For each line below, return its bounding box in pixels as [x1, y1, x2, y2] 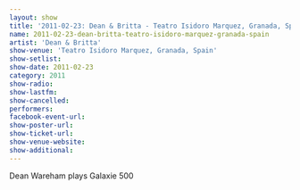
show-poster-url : [9, 121, 74, 130]
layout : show [9, 12, 58, 22]
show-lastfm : [9, 87, 58, 96]
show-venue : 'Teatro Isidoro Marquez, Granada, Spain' [9, 46, 218, 55]
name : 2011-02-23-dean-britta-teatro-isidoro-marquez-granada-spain [9, 29, 270, 38]
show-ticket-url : [9, 129, 74, 138]
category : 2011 [9, 71, 66, 80]
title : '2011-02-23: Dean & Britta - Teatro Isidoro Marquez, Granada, [9, 21, 281, 30]
